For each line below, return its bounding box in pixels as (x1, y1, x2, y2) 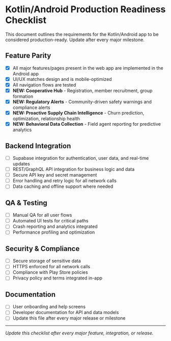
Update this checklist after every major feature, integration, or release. (5, 330, 154, 336)
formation (12, 93, 34, 99)
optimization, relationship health (12, 116, 80, 122)
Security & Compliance (5, 244, 80, 253)
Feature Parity (5, 51, 51, 60)
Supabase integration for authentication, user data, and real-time (12, 155, 149, 161)
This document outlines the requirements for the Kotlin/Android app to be (5, 31, 159, 37)
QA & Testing (5, 198, 47, 207)
